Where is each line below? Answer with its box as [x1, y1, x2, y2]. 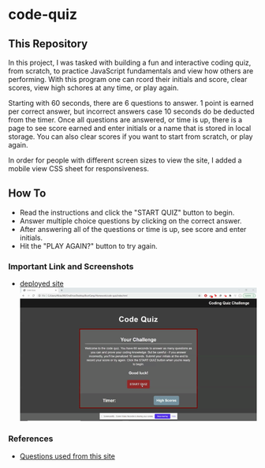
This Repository [8, 37, 88, 51]
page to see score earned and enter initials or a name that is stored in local [8, 124, 252, 133]
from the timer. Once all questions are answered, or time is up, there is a [8, 115, 243, 124]
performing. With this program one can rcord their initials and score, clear [8, 75, 248, 84]
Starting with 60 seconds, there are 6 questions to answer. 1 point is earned [8, 99, 254, 107]
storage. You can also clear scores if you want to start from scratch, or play [8, 132, 253, 141]
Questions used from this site [19, 451, 116, 461]
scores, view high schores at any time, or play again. [8, 83, 179, 92]
